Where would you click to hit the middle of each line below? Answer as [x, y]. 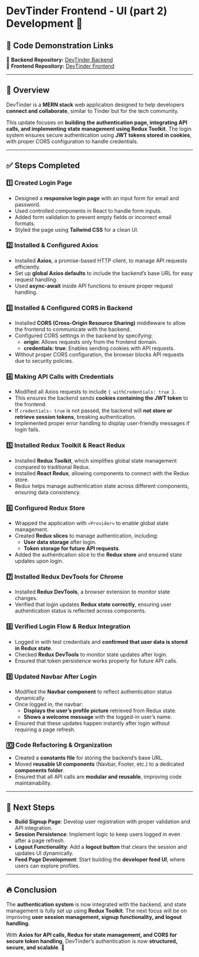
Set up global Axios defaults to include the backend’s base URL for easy [104, 273]
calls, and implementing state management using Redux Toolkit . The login [99, 128]
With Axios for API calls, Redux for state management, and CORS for [92, 934]
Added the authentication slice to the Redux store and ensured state [98, 554]
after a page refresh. [40, 840]
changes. [26, 598]
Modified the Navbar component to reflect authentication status [93, 691]
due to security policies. [44, 361]
